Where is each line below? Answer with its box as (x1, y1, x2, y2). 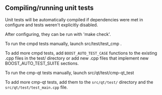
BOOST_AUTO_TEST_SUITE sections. (5, 60, 79, 66)
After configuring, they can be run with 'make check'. (5, 31, 111, 37)
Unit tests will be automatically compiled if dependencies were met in (5, 16, 144, 22)
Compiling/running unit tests (5, 4, 94, 12)
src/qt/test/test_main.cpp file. (5, 84, 68, 90)
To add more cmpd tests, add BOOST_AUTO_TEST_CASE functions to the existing (5, 50, 157, 56)
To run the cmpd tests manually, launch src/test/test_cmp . (5, 41, 122, 47)
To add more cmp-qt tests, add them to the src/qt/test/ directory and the (5, 79, 153, 85)
